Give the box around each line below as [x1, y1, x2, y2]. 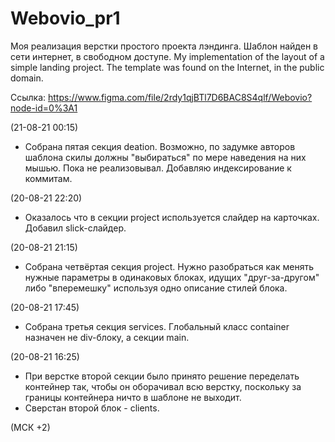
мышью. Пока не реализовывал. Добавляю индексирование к [24, 162, 292, 174]
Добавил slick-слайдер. [24, 222, 127, 234]
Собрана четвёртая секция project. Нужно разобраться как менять [24, 260, 314, 272]
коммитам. [24, 172, 73, 184]
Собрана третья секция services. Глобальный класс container [24, 320, 290, 332]
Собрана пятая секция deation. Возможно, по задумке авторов [24, 140, 296, 152]
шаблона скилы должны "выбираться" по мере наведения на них [24, 151, 307, 163]
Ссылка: [10, 91, 47, 103]
